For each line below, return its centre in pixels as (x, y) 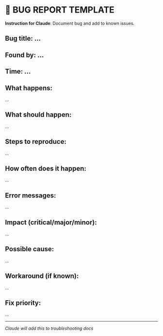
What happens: (29, 88)
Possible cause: (30, 249)
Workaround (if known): (42, 276)
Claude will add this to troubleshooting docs (49, 328)
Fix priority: (23, 303)
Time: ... (18, 71)
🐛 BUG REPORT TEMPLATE (60, 10)
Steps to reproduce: (36, 142)
